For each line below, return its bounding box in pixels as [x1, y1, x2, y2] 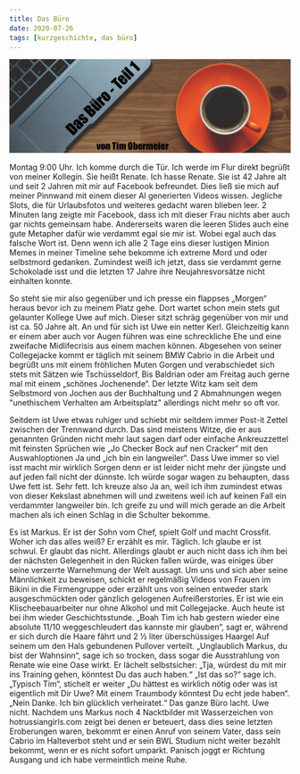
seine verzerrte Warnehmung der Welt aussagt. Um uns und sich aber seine [9, 565, 288, 576]
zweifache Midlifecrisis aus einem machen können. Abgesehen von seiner [9, 340, 283, 352]
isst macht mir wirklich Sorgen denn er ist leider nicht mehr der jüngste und [9, 462, 287, 473]
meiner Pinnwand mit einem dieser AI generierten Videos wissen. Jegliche [9, 190, 283, 201]
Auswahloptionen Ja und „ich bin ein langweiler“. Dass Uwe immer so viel [9, 453, 279, 463]
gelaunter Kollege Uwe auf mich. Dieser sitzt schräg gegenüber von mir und [9, 312, 288, 323]
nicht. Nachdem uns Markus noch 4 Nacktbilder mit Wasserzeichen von [9, 707, 274, 718]
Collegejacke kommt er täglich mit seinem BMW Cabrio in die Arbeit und [9, 350, 275, 361]
